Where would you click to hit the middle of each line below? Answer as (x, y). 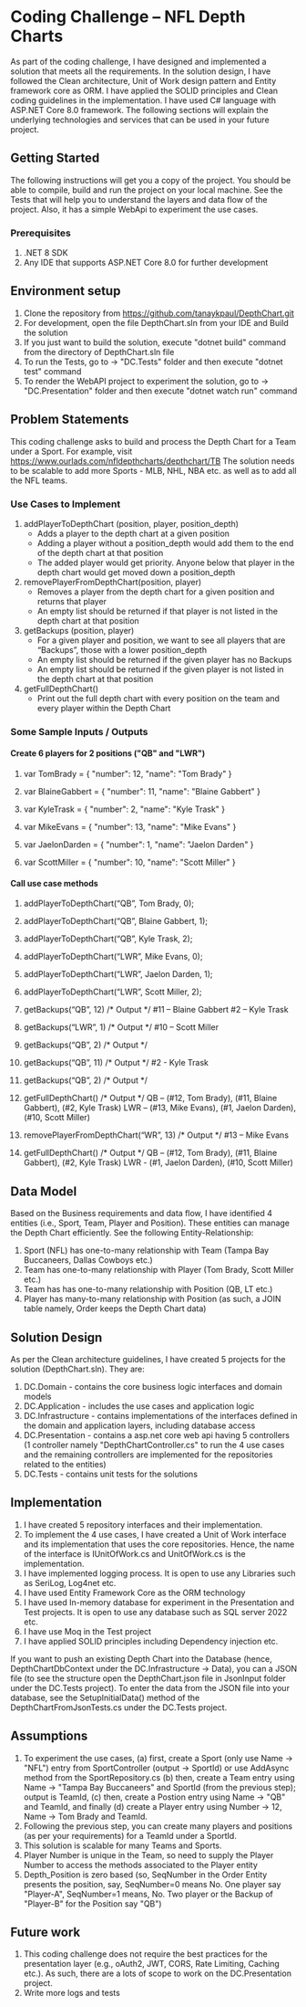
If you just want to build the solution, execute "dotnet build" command (154, 342)
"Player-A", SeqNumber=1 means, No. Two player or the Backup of (148, 1894)
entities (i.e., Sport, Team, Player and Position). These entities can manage (150, 1223)
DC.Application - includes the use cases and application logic (139, 1406)
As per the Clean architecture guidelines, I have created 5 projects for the (148, 1359)
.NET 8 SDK (46, 253)
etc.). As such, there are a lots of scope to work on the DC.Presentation (158, 1973)
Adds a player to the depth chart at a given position (133, 533)
